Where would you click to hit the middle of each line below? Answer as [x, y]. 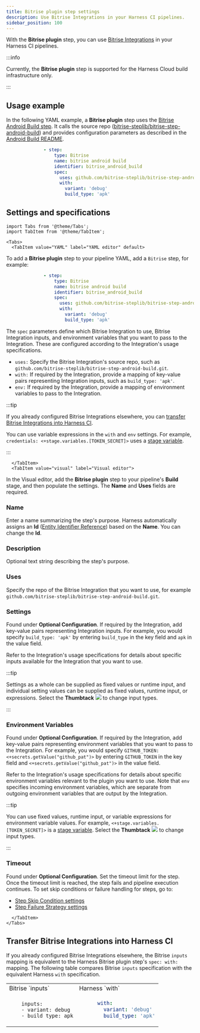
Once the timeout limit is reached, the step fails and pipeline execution [92, 882]
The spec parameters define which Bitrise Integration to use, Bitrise [88, 331]
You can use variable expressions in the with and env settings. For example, [99, 434]
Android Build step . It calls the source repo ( [60, 126]
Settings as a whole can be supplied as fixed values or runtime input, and [96, 684]
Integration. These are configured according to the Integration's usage [93, 344]
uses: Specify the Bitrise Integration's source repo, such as [87, 361]
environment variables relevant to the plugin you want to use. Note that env [98, 781]
